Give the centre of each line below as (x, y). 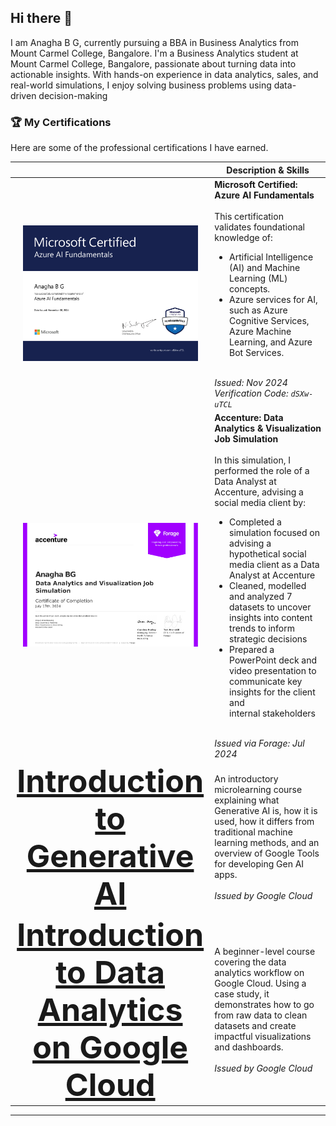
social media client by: (260, 503)
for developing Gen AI (259, 864)
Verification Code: (251, 393)
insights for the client (272, 692)
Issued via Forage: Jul (259, 743)
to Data (110, 971)
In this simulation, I (252, 460)
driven (23, 95)
